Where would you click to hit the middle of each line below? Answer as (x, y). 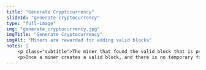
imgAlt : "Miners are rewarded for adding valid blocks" (79, 40)
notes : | (17, 46)
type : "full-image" (31, 23)
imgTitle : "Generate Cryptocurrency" (55, 35)
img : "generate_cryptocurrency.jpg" (53, 29)
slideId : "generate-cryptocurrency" (53, 18)
